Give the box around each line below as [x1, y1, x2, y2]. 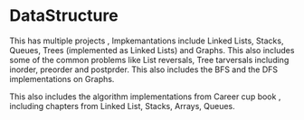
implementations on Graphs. [9, 73, 115, 84]
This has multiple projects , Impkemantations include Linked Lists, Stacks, [9, 35, 284, 46]
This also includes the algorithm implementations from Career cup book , [9, 91, 281, 102]
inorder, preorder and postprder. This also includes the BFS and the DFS [9, 64, 279, 75]
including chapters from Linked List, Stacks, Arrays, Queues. [9, 100, 235, 111]
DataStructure [9, 5, 119, 26]
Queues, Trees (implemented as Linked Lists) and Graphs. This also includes [9, 44, 295, 55]
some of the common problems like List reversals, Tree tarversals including [9, 54, 290, 65]
